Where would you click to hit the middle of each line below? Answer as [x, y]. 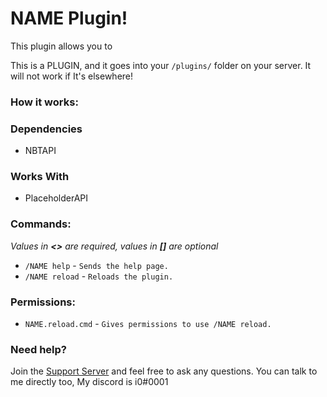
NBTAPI [40, 151]
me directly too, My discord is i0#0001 [89, 382]
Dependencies [46, 129]
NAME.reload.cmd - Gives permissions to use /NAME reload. [148, 324]
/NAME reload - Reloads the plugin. [99, 276]
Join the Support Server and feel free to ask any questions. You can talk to [164, 371]
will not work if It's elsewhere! [72, 76]
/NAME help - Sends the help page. [96, 265]
